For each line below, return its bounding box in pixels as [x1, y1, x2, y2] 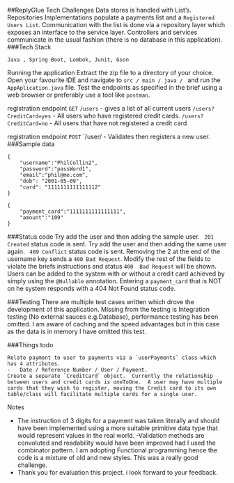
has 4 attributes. [7, 361, 61, 367]
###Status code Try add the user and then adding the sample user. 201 [7, 232, 214, 241]
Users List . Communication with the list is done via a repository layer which [7, 21, 225, 29]
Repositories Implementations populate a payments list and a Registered [7, 13, 214, 22]
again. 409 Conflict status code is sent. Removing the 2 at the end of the [7, 247, 221, 255]
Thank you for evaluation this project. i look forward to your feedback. [17, 468, 218, 476]
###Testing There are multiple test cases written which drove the [7, 298, 195, 306]
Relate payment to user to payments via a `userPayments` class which [7, 354, 217, 361]
